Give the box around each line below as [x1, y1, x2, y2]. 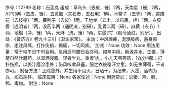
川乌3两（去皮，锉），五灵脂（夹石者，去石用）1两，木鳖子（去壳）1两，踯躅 [5, 11, 165, 17]
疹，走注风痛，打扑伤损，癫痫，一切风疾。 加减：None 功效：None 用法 [5, 42, 156, 48]
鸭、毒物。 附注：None [5, 80, 54, 86]
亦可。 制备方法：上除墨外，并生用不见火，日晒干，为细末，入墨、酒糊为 [5, 68, 157, 73]
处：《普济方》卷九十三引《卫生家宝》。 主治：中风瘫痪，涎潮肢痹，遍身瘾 [5, 36, 157, 42]
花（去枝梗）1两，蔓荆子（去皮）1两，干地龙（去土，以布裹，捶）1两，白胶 [5, 17, 162, 23]
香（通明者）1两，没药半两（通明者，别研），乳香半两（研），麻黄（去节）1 [5, 23, 160, 29]
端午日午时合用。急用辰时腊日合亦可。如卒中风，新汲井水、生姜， [22, 49, 160, 55]
